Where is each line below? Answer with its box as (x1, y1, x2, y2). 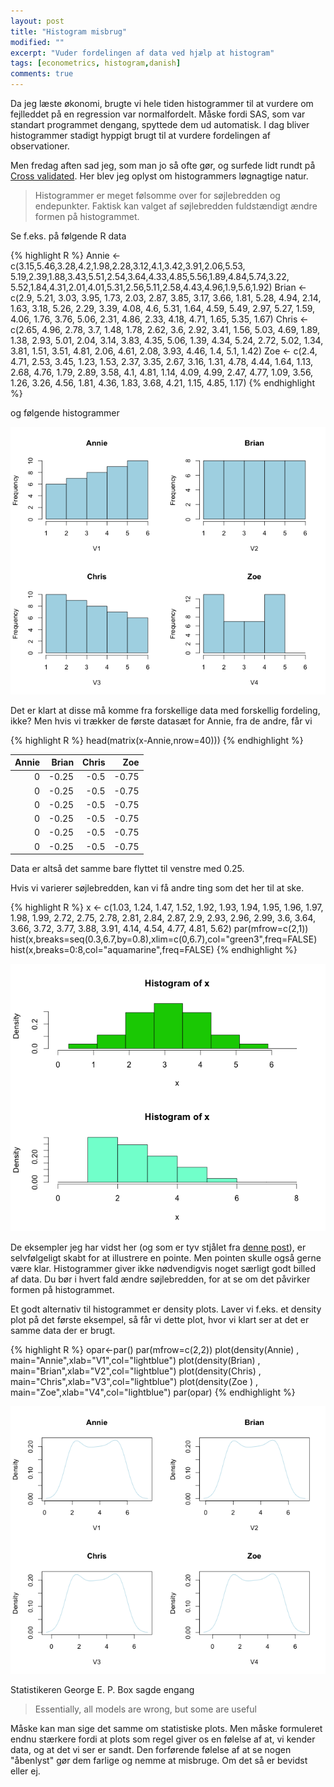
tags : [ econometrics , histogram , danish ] (10, 58, 182, 69)
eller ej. (10, 1765, 41, 1777)
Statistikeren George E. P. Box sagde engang (10, 1683, 195, 1695)
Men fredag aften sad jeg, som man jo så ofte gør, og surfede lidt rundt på (10, 160, 316, 171)
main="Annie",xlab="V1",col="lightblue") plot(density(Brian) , (10, 1354, 261, 1366)
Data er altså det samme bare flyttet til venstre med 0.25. (10, 863, 245, 875)
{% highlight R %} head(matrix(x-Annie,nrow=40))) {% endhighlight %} (10, 734, 304, 746)
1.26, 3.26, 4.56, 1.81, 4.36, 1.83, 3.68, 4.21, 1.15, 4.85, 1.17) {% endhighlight (10, 377, 315, 389)
